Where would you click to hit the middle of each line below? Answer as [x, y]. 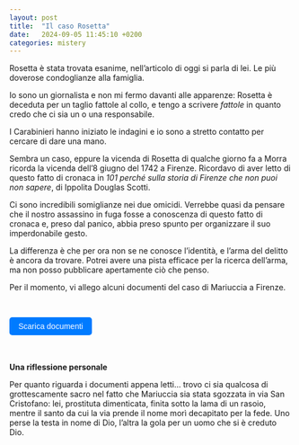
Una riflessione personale [58, 367]
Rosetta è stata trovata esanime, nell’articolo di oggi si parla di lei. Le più [143, 68]
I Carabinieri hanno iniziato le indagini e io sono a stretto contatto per [137, 132]
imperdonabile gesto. [48, 234]
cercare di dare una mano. [58, 141]
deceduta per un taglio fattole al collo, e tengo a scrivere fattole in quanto [145, 105]
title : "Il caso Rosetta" [60, 26]
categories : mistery [48, 43]
